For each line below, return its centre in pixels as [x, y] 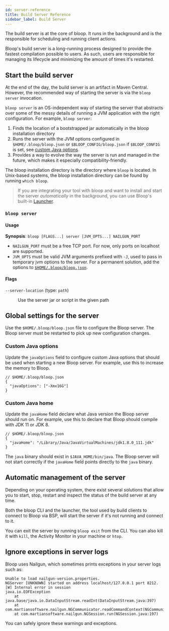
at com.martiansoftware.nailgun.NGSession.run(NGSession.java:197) [86, 614]
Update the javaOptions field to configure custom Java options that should [82, 357]
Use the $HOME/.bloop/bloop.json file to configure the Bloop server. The [80, 328]
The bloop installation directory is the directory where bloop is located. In [81, 170]
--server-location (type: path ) [37, 290]
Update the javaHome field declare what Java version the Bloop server [77, 414]
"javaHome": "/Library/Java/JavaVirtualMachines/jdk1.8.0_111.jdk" [82, 443]
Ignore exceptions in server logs [57, 552]
